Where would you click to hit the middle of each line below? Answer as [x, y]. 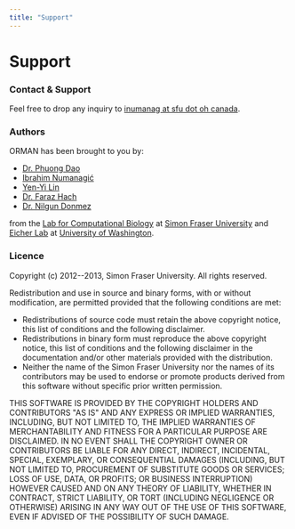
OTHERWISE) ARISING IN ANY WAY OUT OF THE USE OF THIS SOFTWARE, [148, 507]
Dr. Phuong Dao [51, 168]
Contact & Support [50, 89]
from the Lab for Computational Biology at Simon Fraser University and [139, 224]
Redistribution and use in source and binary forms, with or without [130, 293]
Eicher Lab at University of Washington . [82, 233]
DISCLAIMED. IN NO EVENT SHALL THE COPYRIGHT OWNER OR [129, 441]
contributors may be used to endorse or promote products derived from [153, 376]
